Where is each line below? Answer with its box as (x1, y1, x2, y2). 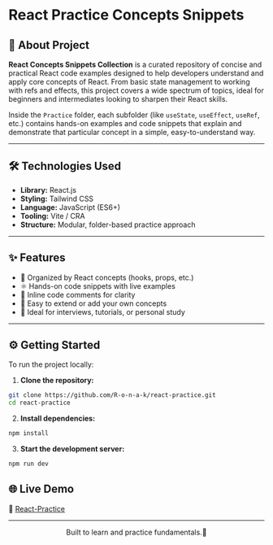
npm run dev (8, 460, 49, 469)
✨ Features (8, 251, 66, 265)
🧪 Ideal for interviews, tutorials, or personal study (19, 307, 185, 316)
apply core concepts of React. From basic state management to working (8, 77, 250, 86)
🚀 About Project (8, 38, 90, 52)
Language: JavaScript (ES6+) (19, 202, 120, 212)
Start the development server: (19, 444, 125, 454)
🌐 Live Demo (8, 482, 75, 496)
